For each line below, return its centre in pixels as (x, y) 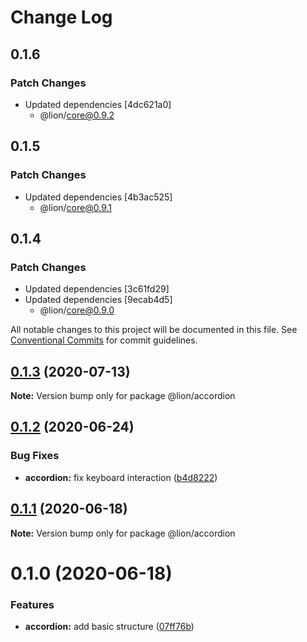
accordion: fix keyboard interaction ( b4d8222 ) (121, 477)
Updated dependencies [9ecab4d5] (98, 300)
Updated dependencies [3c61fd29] (97, 289)
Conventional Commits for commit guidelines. (104, 340)
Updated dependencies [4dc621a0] (98, 104)
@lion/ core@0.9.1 (75, 207)
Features (32, 604)
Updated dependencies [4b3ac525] (98, 197)
